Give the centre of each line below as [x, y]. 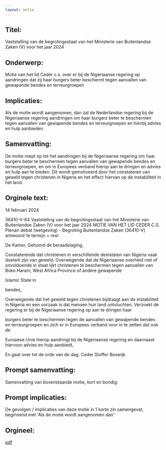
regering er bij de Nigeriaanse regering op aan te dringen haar [69, 310]
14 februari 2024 [22, 210]
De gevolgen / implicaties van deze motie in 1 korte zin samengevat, [74, 409]
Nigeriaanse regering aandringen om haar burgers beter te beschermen [78, 118]
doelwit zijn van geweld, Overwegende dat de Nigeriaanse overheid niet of [81, 260]
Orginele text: [27, 198]
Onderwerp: [24, 63]
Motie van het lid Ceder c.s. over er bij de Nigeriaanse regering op [73, 74]
